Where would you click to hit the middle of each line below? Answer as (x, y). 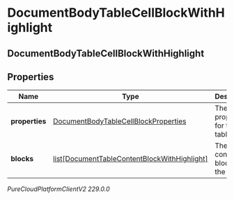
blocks (22, 159)
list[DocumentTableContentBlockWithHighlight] (131, 159)
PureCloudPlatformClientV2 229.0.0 (58, 189)
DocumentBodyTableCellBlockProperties (120, 121)
